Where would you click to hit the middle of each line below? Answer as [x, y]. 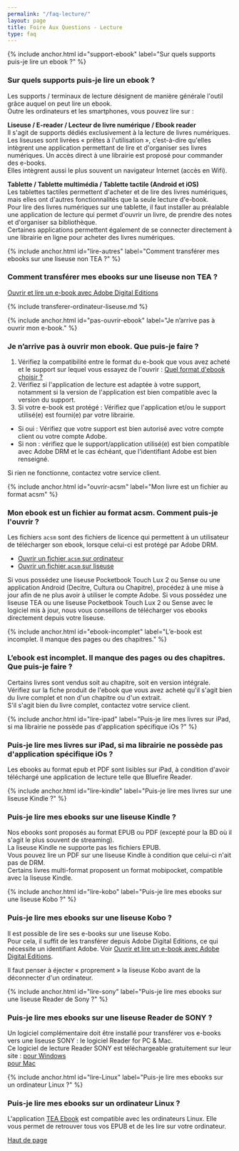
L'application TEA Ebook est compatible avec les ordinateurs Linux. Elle [112, 1119]
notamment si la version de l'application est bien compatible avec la [117, 392]
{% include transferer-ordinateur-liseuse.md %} [78, 306]
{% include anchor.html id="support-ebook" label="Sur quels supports [112, 54]
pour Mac [21, 1063]
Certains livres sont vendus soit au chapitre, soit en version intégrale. [109, 682]
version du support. [47, 400]
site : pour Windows [37, 1055]
